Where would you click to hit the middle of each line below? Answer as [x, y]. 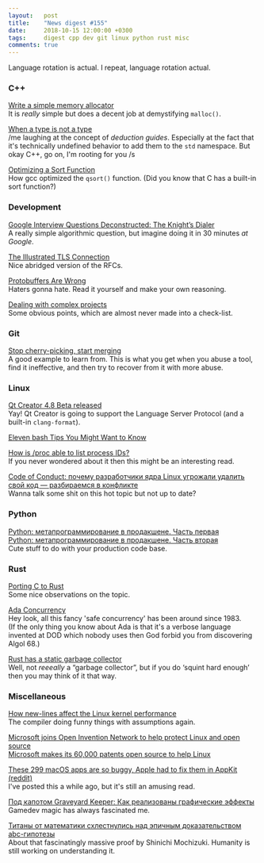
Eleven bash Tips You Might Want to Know [77, 438]
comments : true [33, 45]
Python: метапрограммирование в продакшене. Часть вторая [113, 539]
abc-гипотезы [32, 834]
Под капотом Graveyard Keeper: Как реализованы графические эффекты [132, 802]
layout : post [33, 15]
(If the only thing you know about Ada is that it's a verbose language [120, 627]
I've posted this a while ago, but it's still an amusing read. [102, 787]
